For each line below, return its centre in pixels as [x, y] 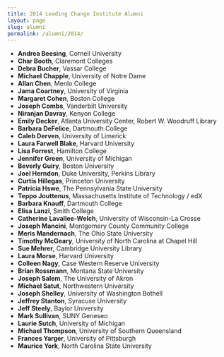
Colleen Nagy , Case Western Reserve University [88, 264]
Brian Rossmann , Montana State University [81, 271]
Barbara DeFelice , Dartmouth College [72, 128]
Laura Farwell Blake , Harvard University [76, 144]
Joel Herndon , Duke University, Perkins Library [86, 174]
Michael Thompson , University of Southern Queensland [100, 331]
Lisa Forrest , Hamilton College [62, 151]
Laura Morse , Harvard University [66, 256]
